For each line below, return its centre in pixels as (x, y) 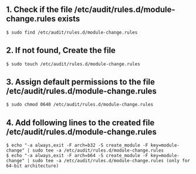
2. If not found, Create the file (61, 50)
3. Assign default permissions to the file (81, 82)
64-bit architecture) (33, 166)
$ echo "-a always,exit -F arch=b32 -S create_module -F (77, 145)
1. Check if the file (39, 10)
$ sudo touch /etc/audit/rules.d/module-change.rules (73, 64)
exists (69, 19)
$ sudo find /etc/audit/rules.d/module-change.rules (72, 32)
